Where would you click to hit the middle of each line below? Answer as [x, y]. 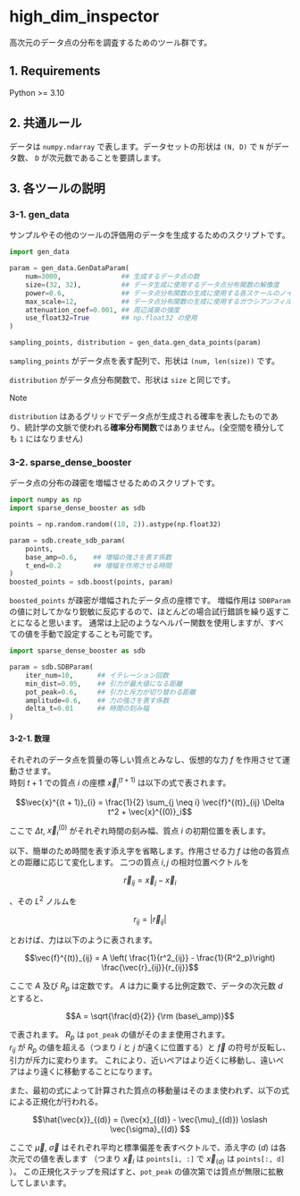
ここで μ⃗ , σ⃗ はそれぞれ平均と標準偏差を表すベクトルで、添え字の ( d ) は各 [148, 1147]
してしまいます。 [40, 1183]
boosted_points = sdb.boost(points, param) [92, 582]
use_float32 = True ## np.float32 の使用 [112, 318]
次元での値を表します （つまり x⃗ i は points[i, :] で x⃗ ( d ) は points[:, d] [147, 1159]
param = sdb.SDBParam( [51, 667]
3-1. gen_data [39, 214]
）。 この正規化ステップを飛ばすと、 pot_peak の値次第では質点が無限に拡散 [146, 1171]
